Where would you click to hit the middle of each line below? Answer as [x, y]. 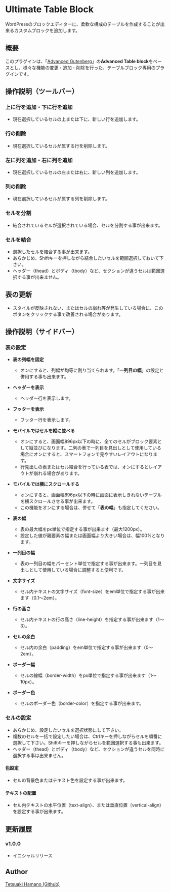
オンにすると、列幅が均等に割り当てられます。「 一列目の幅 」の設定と [92, 370]
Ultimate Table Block [49, 9]
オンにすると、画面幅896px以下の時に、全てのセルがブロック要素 [89, 441]
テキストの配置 [21, 793]
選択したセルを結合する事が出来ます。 [52, 251]
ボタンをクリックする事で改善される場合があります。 [68, 314]
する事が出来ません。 [39, 277]
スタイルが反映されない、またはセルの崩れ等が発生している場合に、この [88, 308]
